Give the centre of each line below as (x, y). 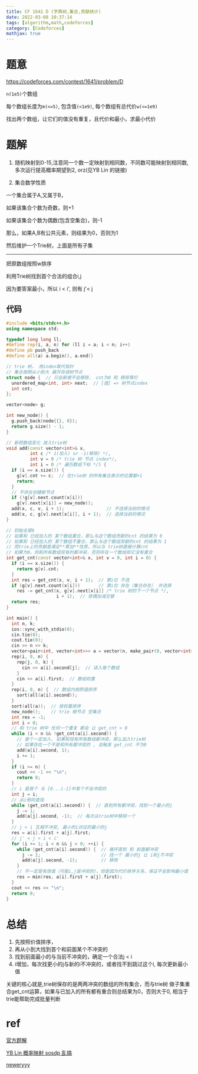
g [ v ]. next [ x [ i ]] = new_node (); (55, 503)
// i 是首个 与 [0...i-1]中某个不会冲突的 (59, 789)
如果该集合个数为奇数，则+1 (40, 208)
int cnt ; (22, 388)
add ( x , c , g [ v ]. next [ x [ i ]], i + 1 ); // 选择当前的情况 (78, 515)
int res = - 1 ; (29, 717)
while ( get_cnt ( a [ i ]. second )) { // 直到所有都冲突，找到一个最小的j (92, 805)
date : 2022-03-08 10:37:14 (39, 17)
